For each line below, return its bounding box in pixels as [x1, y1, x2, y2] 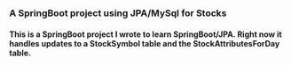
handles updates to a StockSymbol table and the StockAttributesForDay [9, 38, 280, 48]
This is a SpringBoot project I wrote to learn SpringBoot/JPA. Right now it [9, 29, 282, 40]
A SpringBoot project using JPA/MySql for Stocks [9, 7, 227, 19]
